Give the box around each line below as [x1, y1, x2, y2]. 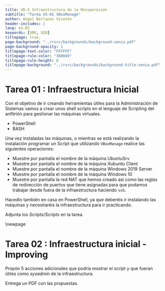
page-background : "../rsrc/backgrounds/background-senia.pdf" [5, 40, 136, 45]
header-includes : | [5, 21, 46, 26]
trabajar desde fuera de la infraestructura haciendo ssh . [12, 187, 126, 193]
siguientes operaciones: [5, 146, 55, 152]
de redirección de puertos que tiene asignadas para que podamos [12, 182, 148, 188]
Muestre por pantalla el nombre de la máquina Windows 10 [12, 172, 133, 177]
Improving [5, 249, 48, 260]
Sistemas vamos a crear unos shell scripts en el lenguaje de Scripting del [5, 106, 155, 112]
